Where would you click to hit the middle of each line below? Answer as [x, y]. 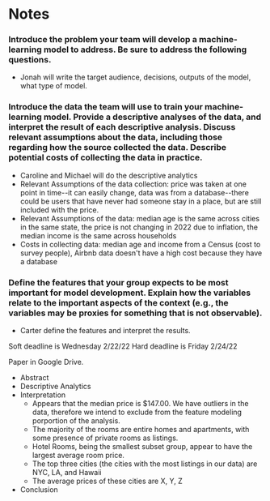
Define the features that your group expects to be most [118, 282]
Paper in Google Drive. [46, 362]
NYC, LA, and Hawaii [67, 473]
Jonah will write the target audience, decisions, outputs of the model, [135, 77]
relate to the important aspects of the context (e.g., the [118, 302]
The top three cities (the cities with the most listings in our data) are [145, 464]
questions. [30, 60]
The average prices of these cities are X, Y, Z [108, 481]
